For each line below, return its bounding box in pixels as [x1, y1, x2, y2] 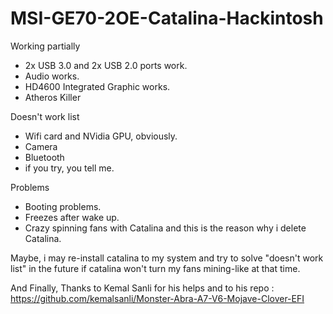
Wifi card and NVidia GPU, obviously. [24, 130, 178, 142]
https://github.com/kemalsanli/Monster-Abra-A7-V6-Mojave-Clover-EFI [10, 292, 305, 304]
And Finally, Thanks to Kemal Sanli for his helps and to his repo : [10, 282, 275, 294]
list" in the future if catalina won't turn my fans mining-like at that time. [10, 262, 301, 274]
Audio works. [24, 70, 80, 82]
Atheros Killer [24, 91, 82, 103]
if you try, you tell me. [24, 162, 115, 174]
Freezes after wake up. [24, 211, 120, 223]
